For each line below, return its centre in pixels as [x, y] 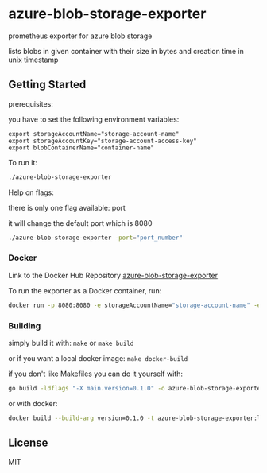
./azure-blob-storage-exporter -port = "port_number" [95, 238]
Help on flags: [31, 192]
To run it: [23, 162]
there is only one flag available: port [67, 207]
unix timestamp [33, 60]
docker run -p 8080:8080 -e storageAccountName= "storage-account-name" [129, 305]
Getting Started [47, 85]
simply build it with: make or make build [71, 343]
